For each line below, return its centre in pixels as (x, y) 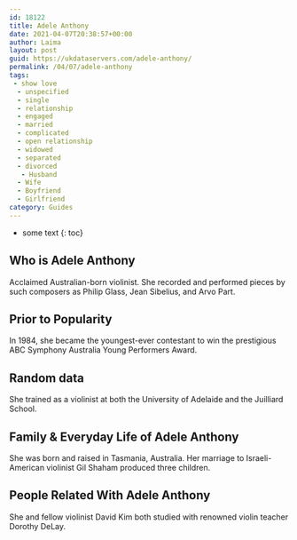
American (27, 468)
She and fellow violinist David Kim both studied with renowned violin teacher (149, 517)
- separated (39, 158)
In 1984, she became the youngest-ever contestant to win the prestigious (143, 341)
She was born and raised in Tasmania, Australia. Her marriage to (127, 458)
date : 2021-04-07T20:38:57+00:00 (71, 34)
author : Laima (35, 42)
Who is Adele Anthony (72, 261)
